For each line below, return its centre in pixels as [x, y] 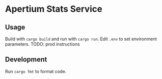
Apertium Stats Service [54, 9]
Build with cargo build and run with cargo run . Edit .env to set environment [81, 39]
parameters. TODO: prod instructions [42, 44]
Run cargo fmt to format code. [36, 71]
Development [26, 60]
